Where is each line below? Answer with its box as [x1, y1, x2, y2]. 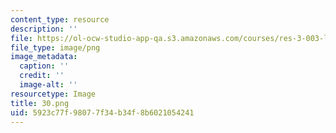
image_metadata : [10, 52, 78, 62]
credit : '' [19, 71, 65, 81]
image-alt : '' [19, 80, 78, 90]
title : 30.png [10, 98, 70, 108]
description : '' [10, 24, 78, 34]
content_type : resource [10, 14, 110, 25]
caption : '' [19, 61, 70, 71]
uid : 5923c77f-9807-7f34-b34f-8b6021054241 [10, 107, 195, 118]
